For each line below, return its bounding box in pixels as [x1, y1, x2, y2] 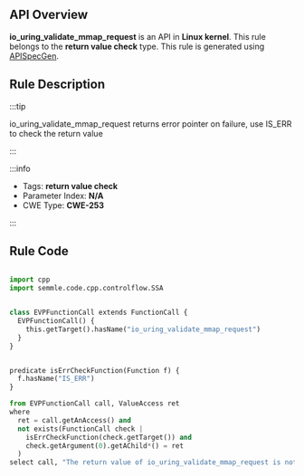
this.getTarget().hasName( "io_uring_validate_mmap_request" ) [25, 325, 261, 334]
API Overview [9, 7, 89, 23]
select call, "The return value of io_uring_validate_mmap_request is [9, 458, 281, 467]
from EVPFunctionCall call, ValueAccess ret [9, 399, 180, 408]
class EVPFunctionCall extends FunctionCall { [9, 308, 188, 318]
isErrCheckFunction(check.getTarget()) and [25, 433, 193, 442]
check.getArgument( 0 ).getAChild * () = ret [25, 441, 184, 451]
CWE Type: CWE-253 [22, 199, 105, 211]
